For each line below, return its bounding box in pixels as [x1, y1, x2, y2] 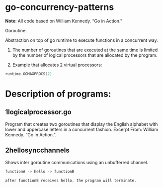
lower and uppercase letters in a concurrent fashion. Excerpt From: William [5, 126, 159, 132]
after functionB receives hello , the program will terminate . [5, 178, 137, 183]
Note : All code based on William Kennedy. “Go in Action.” [5, 18, 123, 24]
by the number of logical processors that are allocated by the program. [12, 52, 158, 58]
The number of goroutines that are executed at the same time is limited [12, 47, 158, 53]
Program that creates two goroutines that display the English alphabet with [5, 121, 158, 127]
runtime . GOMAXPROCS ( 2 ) [5, 71, 52, 76]
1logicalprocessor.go [5, 108, 72, 116]
